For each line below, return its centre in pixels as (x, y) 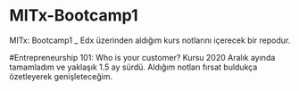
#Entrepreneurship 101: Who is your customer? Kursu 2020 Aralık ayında (142, 57)
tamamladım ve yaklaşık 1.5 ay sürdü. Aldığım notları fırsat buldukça (133, 67)
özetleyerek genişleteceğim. (61, 76)
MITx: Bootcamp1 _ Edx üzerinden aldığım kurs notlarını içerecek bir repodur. (150, 40)
